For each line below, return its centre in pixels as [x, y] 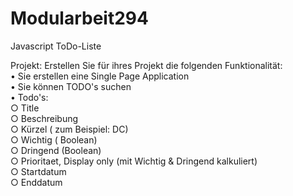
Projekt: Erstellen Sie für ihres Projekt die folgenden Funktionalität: [146, 65]
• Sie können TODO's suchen [71, 86]
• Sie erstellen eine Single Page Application [100, 76]
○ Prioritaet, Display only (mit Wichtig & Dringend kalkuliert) [134, 161]
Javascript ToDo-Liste [56, 46]
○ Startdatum [38, 171]
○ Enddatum [36, 182]
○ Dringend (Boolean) [56, 150]
